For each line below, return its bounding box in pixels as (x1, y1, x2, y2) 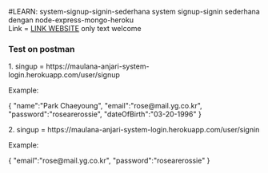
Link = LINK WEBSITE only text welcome (8, 24, 142, 33)
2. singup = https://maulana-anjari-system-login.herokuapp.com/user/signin (8, 125, 260, 135)
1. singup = (8, 61, 45, 71)
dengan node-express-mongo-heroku (8, 15, 134, 25)
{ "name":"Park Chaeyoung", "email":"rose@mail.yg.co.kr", (8, 101, 202, 111)
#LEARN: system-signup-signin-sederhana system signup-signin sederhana (8, 7, 260, 16)
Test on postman (8, 43, 75, 54)
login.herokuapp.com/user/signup (8, 70, 120, 80)
